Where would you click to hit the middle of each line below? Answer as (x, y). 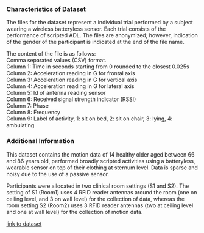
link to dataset (24, 224)
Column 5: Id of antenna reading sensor (56, 93)
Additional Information (40, 141)
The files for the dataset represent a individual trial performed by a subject (100, 23)
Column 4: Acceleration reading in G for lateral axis (70, 86)
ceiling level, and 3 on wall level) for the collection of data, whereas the (95, 199)
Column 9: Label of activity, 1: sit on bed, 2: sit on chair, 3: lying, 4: (90, 119)
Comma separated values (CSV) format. (56, 61)
